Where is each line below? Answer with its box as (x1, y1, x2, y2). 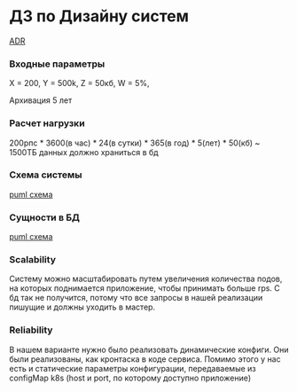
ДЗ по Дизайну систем (9, 6, 189, 27)
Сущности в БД (9, 211, 81, 223)
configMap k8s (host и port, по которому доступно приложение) (9, 372, 252, 383)
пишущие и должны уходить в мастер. (9, 302, 156, 312)
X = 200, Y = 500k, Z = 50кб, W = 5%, (9, 78, 150, 89)
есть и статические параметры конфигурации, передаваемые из (9, 363, 256, 373)
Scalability (9, 254, 56, 266)
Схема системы (9, 169, 82, 181)
